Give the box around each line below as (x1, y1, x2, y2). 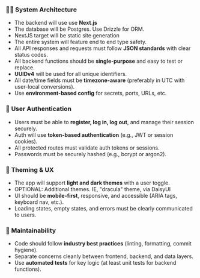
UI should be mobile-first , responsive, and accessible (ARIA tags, (14, 192, 178, 199)
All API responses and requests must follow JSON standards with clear (14, 45, 191, 52)
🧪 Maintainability (5, 226, 56, 235)
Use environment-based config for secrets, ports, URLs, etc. (14, 90, 167, 97)
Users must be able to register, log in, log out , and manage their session (14, 118, 195, 125)
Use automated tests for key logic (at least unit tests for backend (14, 259, 177, 267)
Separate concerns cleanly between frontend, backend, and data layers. (14, 253, 193, 260)
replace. (14, 64, 35, 71)
